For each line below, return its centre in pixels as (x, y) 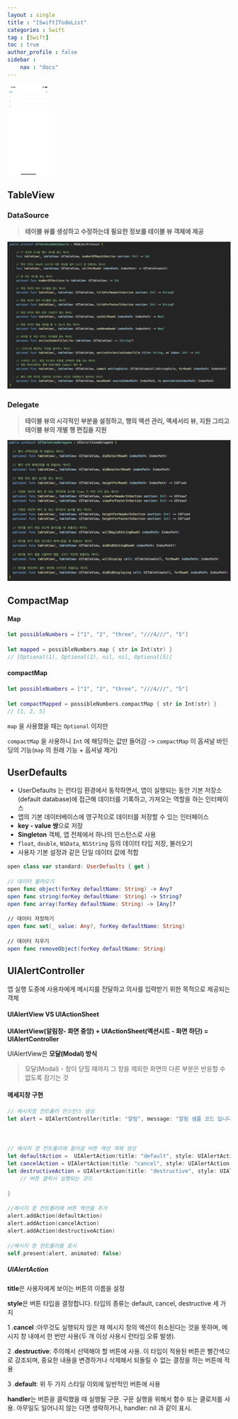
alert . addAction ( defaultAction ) (55, 1216)
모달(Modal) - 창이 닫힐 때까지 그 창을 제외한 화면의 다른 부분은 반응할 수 (125, 1068)
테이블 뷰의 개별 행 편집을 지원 (66, 430)
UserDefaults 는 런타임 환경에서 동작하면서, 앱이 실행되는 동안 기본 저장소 (120, 791)
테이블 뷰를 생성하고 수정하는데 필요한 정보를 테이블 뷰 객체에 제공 (114, 232)
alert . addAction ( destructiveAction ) (61, 1231)
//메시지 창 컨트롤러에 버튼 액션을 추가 (57, 1209)
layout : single (31, 15)
